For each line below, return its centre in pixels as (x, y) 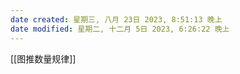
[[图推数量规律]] (43, 58)
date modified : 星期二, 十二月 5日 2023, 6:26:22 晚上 (120, 29)
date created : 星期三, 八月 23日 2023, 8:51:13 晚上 (116, 19)
